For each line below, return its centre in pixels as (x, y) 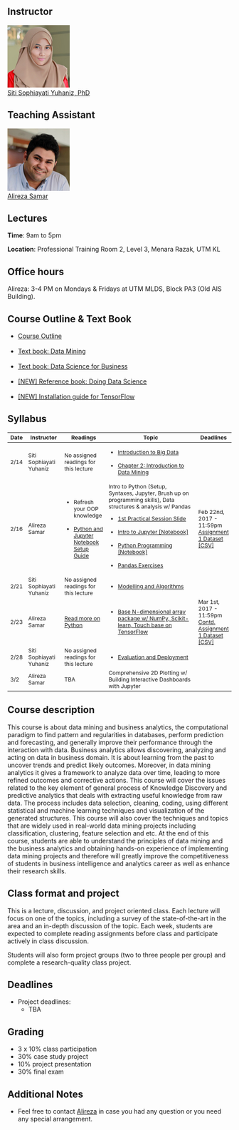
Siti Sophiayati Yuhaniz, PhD (49, 93)
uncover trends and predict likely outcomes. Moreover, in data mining (109, 765)
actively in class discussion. (48, 941)
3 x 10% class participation (57, 1049)
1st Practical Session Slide (152, 519)
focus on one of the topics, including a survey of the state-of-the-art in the (117, 918)
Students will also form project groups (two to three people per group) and (117, 955)
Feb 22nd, (212, 512)
